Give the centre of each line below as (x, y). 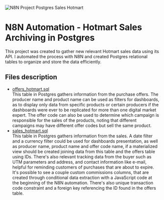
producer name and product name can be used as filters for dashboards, (86, 99)
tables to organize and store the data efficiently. (53, 62)
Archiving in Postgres (50, 38)
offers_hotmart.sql (31, 89)
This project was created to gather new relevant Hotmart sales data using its (82, 51)
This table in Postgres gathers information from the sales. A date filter (82, 136)
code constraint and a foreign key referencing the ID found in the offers (84, 188)
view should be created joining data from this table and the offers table (83, 151)
